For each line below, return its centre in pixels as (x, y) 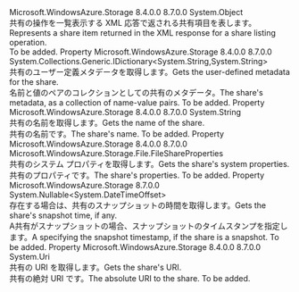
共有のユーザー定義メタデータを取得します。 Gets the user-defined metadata (149, 72)
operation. (28, 42)
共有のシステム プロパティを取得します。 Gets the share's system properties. (149, 164)
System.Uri (30, 257)
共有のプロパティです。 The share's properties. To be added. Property (137, 175)
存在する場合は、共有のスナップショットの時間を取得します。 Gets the (138, 205)
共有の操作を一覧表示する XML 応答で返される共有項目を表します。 (133, 23)
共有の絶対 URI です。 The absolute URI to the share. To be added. (130, 278)
